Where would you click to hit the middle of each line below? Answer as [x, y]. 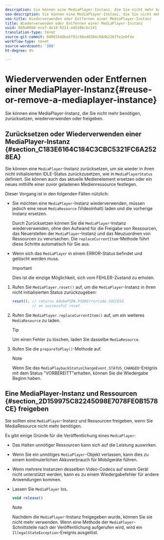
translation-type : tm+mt [30, 32]
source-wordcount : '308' [30, 46]
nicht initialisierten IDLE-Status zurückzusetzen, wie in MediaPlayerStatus [79, 174]
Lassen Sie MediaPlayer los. [40, 489]
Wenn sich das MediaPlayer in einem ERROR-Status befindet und [77, 254]
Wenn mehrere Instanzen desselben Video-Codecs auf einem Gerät [80, 469]
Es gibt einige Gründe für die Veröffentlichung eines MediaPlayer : [70, 435]
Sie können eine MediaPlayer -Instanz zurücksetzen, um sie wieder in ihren [80, 169]
